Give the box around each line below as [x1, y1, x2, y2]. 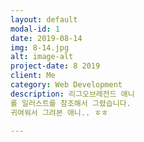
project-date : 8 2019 [10, 61, 101, 71]
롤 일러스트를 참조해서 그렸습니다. [10, 98, 132, 108]
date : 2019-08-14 [10, 33, 83, 43]
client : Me [10, 71, 56, 81]
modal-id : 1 [10, 24, 60, 34]
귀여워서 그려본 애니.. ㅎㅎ [10, 107, 109, 118]
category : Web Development [10, 80, 123, 90]
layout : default [10, 14, 78, 25]
